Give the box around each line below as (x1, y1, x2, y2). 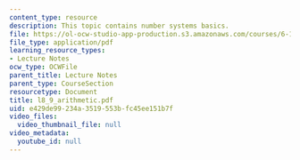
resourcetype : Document (9, 87, 98, 96)
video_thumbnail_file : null (17, 121, 122, 130)
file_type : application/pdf (9, 37, 114, 47)
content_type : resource (9, 12, 98, 22)
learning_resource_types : (9, 46, 105, 55)
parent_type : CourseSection (9, 79, 114, 88)
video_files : (9, 112, 58, 121)
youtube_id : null (17, 137, 82, 146)
